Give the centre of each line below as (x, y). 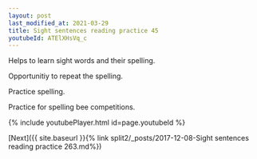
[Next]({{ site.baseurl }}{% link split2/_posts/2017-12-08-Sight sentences (129, 138)
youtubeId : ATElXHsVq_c (48, 38)
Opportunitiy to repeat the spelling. (66, 76)
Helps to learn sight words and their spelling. (82, 61)
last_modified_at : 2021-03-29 (59, 23)
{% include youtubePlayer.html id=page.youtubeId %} (97, 123)
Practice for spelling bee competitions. (72, 107)
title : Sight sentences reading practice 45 (83, 30)
